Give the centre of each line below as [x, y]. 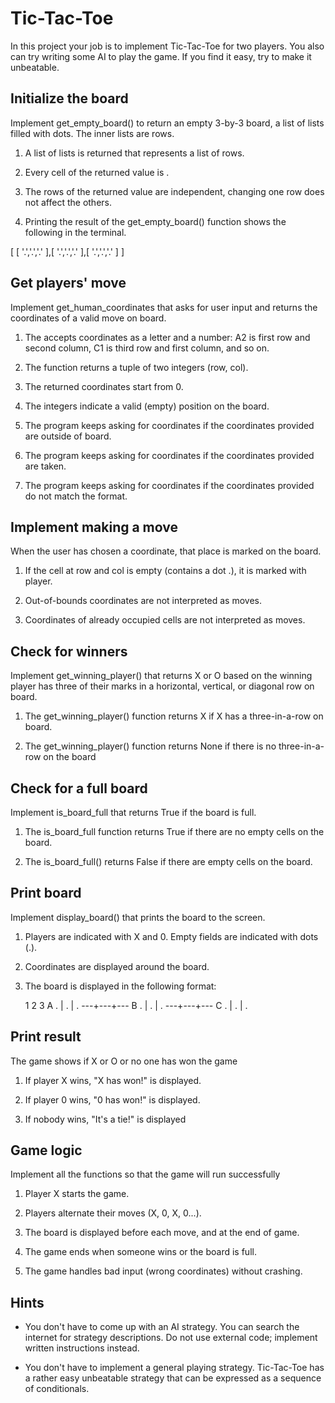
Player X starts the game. [77, 1194]
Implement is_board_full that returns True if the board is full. [133, 812]
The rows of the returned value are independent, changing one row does [174, 191]
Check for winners [69, 651]
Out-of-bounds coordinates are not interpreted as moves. [143, 601]
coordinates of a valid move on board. [88, 318]
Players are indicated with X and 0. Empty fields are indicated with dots [171, 936]
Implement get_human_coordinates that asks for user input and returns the [164, 307]
